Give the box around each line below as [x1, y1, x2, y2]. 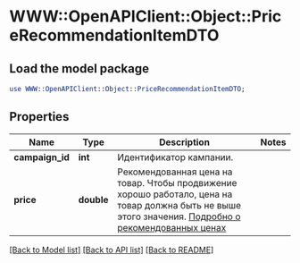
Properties [9, 109, 70, 124]
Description [159, 136, 210, 148]
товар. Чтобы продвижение [117, 176, 237, 189]
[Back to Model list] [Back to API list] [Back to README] [9, 244, 214, 255]
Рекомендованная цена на [117, 165, 233, 178]
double [78, 193, 109, 206]
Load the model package [9, 61, 150, 76]
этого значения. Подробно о [117, 210, 241, 223]
